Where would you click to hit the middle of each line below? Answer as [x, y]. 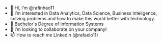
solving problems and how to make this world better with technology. [83, 18]
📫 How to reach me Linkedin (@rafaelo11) [54, 35]
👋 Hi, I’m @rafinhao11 [32, 8]
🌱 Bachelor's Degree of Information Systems [57, 24]
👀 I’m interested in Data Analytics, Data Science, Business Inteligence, [84, 13]
